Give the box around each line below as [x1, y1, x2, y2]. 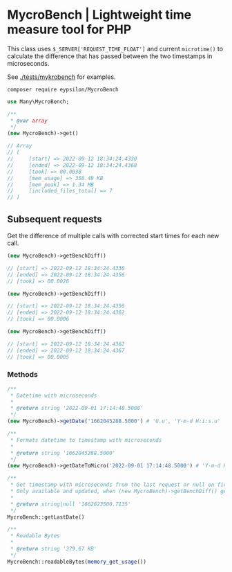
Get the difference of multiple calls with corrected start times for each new [7, 232, 220, 240]
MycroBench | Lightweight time [7, 7, 192, 23]
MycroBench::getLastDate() [7, 513, 85, 521]
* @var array [10, 117, 48, 124]
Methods [7, 370, 38, 379]
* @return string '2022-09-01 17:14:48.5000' [10, 405, 144, 412]
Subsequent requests [7, 213, 102, 225]
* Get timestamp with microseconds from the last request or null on [10, 481, 215, 488]
